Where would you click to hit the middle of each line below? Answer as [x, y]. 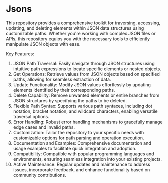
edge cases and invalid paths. [44, 127]
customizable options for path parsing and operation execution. [78, 138]
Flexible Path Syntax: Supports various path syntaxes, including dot [82, 106]
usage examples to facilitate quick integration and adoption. [75, 148]
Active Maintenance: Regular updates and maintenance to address [82, 164]
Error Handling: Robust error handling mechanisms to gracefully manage [88, 122]
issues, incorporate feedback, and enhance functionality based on [81, 170]
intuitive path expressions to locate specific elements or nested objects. [87, 69]
